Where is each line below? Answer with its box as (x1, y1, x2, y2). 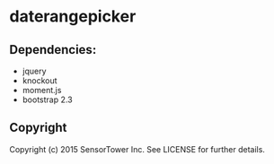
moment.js (22, 85, 62, 95)
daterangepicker (9, 6, 137, 27)
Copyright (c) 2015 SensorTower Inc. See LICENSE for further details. (9, 143, 265, 154)
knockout (22, 75, 57, 86)
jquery (22, 65, 47, 76)
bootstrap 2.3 (22, 94, 74, 105)
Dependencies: (9, 42, 97, 57)
